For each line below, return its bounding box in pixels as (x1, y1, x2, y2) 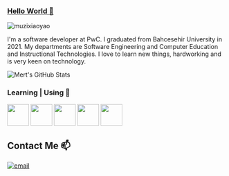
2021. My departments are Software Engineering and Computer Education (7, 43, 219, 51)
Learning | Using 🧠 (7, 88, 71, 97)
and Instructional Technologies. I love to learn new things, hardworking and (7, 50, 221, 58)
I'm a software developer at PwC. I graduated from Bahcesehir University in (7, 35, 223, 43)
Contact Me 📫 (7, 139, 71, 151)
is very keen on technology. (7, 57, 86, 66)
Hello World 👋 (7, 6, 54, 16)
